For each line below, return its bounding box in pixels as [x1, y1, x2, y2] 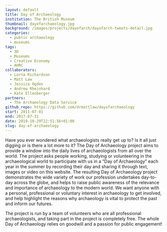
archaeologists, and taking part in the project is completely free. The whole [5, 216, 160, 222]
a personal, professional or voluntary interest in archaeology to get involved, [5, 190, 162, 196]
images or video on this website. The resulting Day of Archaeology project [5, 169, 158, 175]
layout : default [5, 7, 39, 12]
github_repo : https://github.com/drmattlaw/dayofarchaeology [5, 105, 135, 110]
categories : [5, 30, 30, 35]
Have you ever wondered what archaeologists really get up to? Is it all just [5, 137, 157, 143]
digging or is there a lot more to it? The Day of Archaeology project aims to [5, 142, 159, 148]
